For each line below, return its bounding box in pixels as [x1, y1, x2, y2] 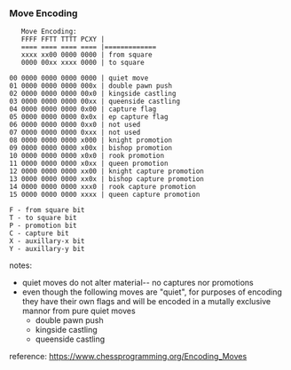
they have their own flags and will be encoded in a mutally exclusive [21, 296, 271, 307]
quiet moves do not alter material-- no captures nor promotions [21, 278, 255, 288]
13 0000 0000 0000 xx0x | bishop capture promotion [9, 175, 204, 184]
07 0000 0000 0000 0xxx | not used [9, 128, 141, 138]
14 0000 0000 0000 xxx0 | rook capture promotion [9, 183, 197, 192]
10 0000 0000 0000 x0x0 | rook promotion [9, 152, 165, 161]
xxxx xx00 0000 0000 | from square [20, 51, 153, 59]
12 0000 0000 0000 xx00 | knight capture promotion [9, 167, 204, 176]
